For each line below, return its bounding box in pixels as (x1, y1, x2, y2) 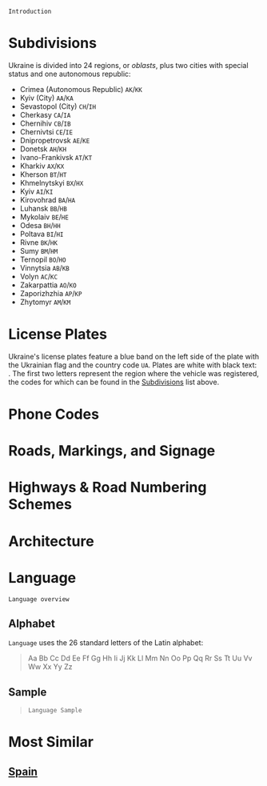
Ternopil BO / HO (19, 255, 66, 264)
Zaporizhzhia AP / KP (19, 288, 82, 298)
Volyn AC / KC (19, 271, 58, 281)
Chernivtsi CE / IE (19, 126, 74, 136)
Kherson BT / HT (19, 169, 67, 179)
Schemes (8, 495, 72, 514)
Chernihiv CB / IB (19, 118, 71, 128)
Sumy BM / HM (19, 246, 58, 255)
